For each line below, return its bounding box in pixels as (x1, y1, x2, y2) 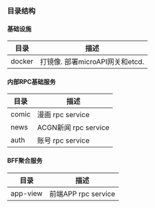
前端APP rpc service (49, 189, 116, 198)
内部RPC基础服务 (7, 77, 56, 85)
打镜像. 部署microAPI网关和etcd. (40, 57, 145, 67)
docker (10, 56, 34, 66)
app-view (10, 188, 43, 198)
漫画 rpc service (37, 110, 90, 120)
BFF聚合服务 (7, 156, 43, 165)
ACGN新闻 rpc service (37, 123, 110, 132)
